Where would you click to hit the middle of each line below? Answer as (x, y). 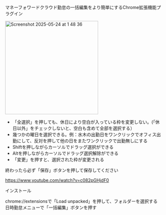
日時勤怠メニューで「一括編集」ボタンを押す (51, 207)
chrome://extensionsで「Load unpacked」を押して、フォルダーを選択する (82, 201)
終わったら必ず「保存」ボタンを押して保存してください (62, 170)
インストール (18, 190)
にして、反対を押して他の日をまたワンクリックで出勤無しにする (82, 141)
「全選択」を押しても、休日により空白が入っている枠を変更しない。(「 (84, 122)
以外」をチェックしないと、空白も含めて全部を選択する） (76, 128)
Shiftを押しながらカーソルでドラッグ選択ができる (63, 147)
